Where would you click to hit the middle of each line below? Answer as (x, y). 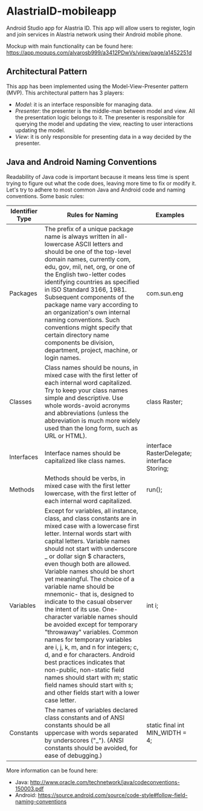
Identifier (24, 211)
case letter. (60, 700)
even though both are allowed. (88, 564)
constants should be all (77, 725)
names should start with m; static (91, 677)
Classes (21, 401)
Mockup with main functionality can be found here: (70, 46)
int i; (152, 606)
